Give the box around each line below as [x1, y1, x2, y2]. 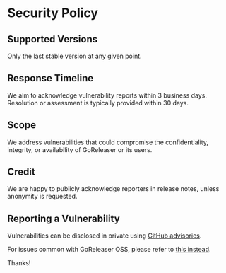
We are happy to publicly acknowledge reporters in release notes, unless [7, 185, 220, 193]
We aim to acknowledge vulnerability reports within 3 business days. [7, 91, 207, 100]
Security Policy [7, 5, 99, 21]
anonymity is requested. [7, 192, 78, 201]
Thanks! [7, 259, 31, 267]
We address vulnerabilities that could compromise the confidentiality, [7, 138, 208, 146]
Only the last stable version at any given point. [7, 52, 143, 60]
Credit [7, 166, 35, 178]
